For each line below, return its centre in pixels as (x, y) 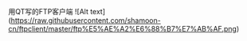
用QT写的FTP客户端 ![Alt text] (57, 11)
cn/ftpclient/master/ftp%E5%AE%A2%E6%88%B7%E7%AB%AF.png (123, 29)
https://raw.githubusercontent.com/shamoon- (86, 20)
